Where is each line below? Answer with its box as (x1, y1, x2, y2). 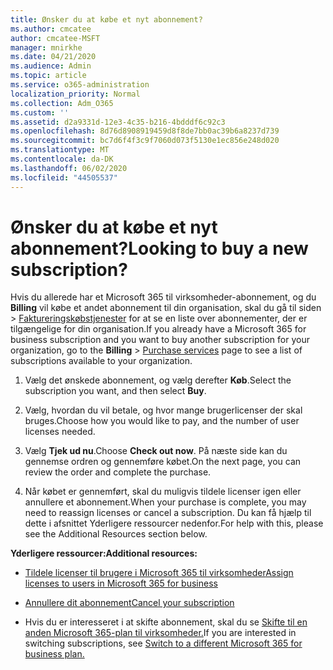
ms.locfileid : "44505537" (10, 172, 118, 183)
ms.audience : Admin (10, 61, 92, 71)
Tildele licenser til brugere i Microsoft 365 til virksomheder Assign (24, 567, 294, 579)
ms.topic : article (10, 71, 87, 81)
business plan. (24, 648, 85, 660)
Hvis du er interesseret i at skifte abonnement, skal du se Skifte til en (24, 616, 308, 628)
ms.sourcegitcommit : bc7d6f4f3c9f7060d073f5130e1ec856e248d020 (10, 136, 280, 146)
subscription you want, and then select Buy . (24, 385, 207, 397)
